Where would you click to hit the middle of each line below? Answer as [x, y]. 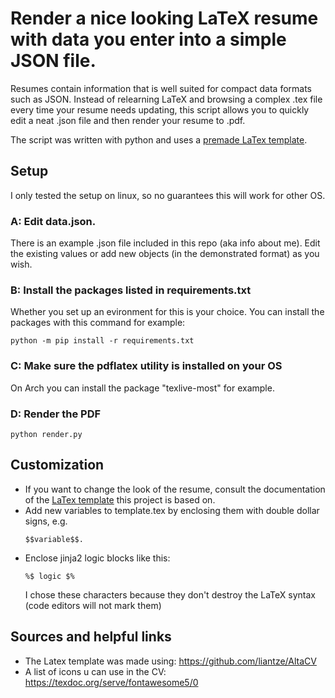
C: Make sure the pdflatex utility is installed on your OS [146, 366]
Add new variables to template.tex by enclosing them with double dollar [172, 510]
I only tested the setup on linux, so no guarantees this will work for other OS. [168, 195]
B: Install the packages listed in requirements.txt [131, 290]
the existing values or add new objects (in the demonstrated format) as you [165, 254]
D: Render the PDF [56, 414]
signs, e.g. [46, 521]
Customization [57, 465]
